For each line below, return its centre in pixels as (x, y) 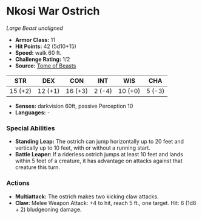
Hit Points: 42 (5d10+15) (46, 46)
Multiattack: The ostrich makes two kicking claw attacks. (87, 196)
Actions (18, 183)
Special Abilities (31, 128)
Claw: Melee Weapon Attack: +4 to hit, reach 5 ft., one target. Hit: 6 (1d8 (106, 203)
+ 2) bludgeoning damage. (48, 209)
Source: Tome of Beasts (45, 66)
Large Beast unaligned (35, 28)
